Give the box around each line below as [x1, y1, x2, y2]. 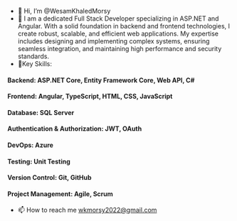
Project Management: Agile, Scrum [7, 189, 114, 198]
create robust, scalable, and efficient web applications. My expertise [17, 29, 219, 38]
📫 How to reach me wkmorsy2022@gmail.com [17, 206, 157, 215]
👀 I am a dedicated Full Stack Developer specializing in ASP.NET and [17, 14, 219, 23]
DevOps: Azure [7, 141, 53, 149]
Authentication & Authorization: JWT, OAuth [7, 124, 142, 133]
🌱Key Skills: [17, 60, 52, 68]
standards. [17, 52, 50, 60]
